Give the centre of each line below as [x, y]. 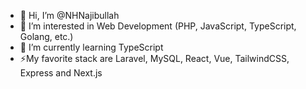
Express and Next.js [61, 73]
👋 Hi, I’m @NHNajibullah [69, 15]
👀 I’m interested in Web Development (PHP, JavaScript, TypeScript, [158, 26]
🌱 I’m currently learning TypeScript [91, 47]
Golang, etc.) [46, 36]
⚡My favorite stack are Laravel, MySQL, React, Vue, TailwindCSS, [154, 58]
